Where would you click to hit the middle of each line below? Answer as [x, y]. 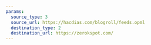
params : [15, 11]
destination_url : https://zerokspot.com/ [62, 33]
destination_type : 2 [36, 28]
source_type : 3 [29, 17]
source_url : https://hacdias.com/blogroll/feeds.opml [78, 22]
